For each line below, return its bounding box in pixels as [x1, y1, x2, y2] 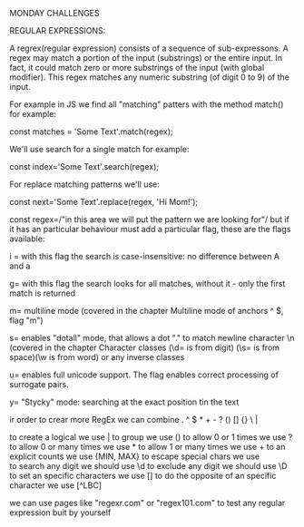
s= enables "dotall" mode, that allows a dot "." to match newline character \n [9, 333, 295, 343]
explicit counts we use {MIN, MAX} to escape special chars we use [9, 451, 260, 462]
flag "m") [9, 315, 44, 326]
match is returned [9, 288, 76, 298]
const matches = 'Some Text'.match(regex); [9, 126, 173, 137]
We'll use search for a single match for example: [9, 144, 190, 154]
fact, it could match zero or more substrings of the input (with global [9, 63, 265, 73]
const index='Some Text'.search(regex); [9, 161, 159, 171]
